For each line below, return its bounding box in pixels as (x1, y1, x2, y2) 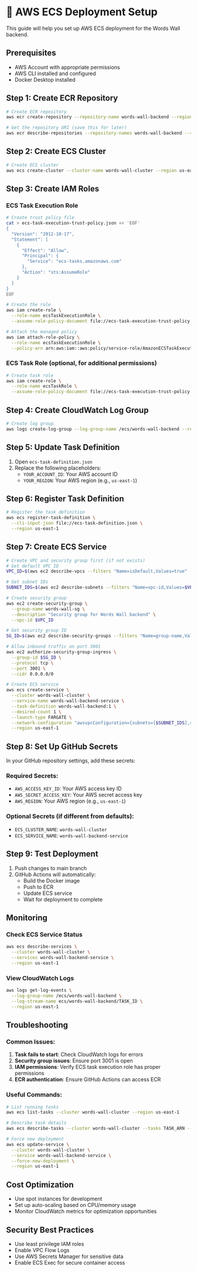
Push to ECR (23, 883, 54, 890)
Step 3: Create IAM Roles (6, 184, 100, 194)
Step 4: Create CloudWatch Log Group (6, 405, 149, 415)
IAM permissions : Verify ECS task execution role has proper (14, 1064, 161, 1071)
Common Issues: (6, 1037, 56, 1045)
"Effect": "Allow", (21, 247, 69, 253)
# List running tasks (6, 1104, 59, 1110)
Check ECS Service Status (6, 930, 83, 938)
